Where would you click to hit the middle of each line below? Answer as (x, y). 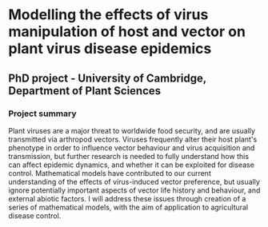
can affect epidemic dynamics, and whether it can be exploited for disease (131, 165)
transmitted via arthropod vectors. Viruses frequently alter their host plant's (133, 139)
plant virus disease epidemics (110, 49)
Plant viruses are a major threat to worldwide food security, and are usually (132, 130)
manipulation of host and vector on (127, 32)
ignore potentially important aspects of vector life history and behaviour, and (134, 190)
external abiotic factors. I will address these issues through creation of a (127, 198)
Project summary (43, 113)
